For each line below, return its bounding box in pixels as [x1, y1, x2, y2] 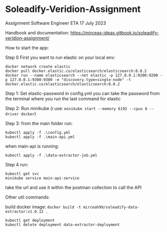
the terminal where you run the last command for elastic [5, 95, 121, 101]
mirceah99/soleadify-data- [83, 204, 139, 209]
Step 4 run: [5, 161, 29, 167]
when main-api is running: [5, 143, 59, 149]
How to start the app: [5, 44, 49, 50]
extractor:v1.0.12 [5, 209, 44, 214]
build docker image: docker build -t [5, 203, 81, 209]
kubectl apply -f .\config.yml [5, 130, 71, 135]
